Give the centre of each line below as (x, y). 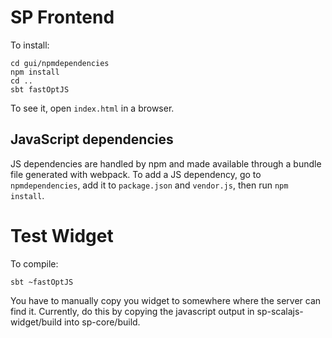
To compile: (34, 263)
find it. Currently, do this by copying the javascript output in (132, 311)
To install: (30, 45)
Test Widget (62, 235)
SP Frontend (62, 17)
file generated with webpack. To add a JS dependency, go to (136, 174)
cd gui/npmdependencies (60, 63)
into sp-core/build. (102, 322)
